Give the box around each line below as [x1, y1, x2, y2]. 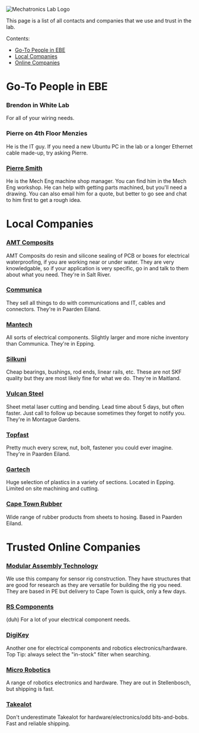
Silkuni [6, 355, 27, 364]
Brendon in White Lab [6, 101, 70, 109]
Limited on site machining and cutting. [6, 485, 99, 492]
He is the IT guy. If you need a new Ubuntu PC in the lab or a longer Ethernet [6, 143, 193, 150]
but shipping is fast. [6, 685, 54, 693]
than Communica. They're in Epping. [6, 340, 95, 347]
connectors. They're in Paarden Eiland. [6, 305, 101, 312]
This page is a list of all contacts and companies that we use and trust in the [6, 17, 192, 24]
